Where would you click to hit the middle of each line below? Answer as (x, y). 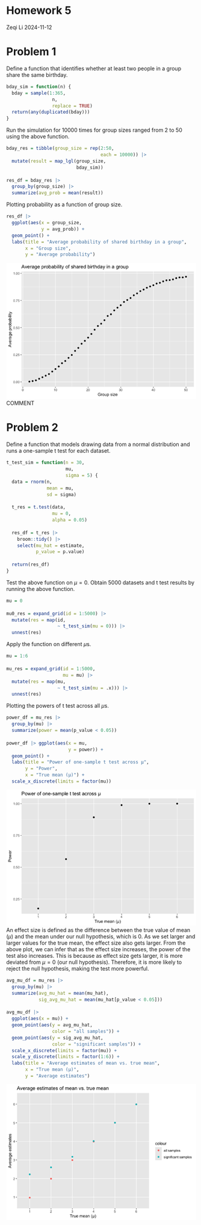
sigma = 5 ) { (82, 475)
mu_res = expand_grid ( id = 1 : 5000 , (51, 668)
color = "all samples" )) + (86, 1031)
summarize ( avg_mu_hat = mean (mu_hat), (60, 993)
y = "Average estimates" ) (57, 1076)
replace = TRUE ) (73, 106)
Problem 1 (31, 52)
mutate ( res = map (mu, (39, 681)
